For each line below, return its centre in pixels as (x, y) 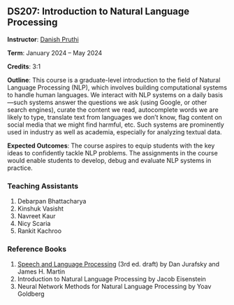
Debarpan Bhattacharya (52, 201)
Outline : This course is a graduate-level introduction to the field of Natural (114, 80)
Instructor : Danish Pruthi (43, 39)
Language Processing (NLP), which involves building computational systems (117, 87)
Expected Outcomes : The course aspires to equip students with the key (111, 146)
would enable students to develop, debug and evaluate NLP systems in (109, 160)
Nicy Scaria (34, 224)
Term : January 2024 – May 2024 (55, 52)
